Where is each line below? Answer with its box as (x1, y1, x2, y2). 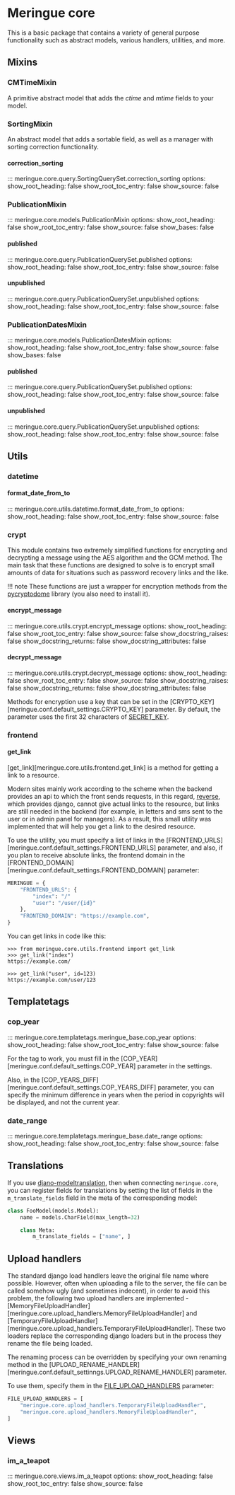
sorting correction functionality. (7, 142, 99, 151)
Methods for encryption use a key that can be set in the (7, 697, 169, 705)
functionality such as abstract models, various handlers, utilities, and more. (7, 35, 226, 44)
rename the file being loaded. (7, 1339, 93, 1348)
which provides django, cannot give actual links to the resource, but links (7, 800, 220, 808)
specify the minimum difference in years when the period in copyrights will (7, 1090, 224, 1099)
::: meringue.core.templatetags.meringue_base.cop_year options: (7, 1033, 196, 1041)
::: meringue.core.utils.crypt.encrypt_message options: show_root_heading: (7, 621, 227, 630)
